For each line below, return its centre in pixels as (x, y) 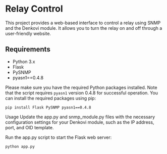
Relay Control (34, 9)
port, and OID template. (30, 127)
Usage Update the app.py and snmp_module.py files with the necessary (80, 117)
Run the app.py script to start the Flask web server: (59, 137)
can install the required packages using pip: (51, 98)
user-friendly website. (28, 33)
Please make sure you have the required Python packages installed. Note (81, 87)
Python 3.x (24, 62)
